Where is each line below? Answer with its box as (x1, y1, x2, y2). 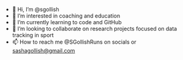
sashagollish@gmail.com (12, 47, 75, 54)
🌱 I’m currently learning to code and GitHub (12, 19, 122, 25)
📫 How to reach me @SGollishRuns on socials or (12, 38, 136, 45)
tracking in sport (12, 32, 54, 39)
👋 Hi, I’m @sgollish (12, 6, 59, 13)
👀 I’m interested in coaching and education (12, 12, 121, 19)
